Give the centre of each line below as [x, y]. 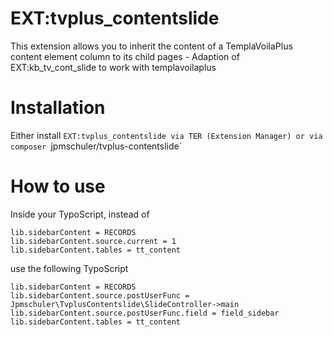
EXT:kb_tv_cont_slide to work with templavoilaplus [113, 67]
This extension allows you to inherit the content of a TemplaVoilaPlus [151, 46]
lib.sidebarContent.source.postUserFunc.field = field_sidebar [145, 313]
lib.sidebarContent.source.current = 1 [93, 241]
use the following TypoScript [69, 268]
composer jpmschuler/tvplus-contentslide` [96, 146]
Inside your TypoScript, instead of [80, 214]
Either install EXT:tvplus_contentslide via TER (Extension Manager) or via [166, 135]
